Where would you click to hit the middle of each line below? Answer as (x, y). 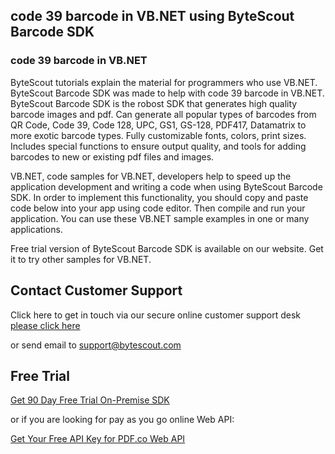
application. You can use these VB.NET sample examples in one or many (160, 218)
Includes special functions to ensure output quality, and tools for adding (158, 146)
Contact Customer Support (96, 290)
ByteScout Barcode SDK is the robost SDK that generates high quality (154, 103)
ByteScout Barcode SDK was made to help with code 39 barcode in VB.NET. (167, 93)
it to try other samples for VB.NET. (81, 259)
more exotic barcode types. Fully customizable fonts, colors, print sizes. (158, 135)
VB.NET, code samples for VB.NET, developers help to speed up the (151, 176)
